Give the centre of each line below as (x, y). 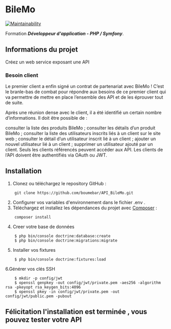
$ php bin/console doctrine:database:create (63, 236)
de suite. (15, 103)
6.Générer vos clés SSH (30, 269)
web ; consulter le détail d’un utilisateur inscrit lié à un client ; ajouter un (81, 139)
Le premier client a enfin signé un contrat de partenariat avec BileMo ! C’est (85, 86)
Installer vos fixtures (34, 250)
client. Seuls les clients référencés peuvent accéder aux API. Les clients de (84, 150)
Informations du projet (42, 50)
